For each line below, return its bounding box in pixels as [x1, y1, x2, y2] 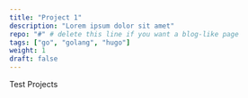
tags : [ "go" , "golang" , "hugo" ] [9, 37, 130, 47]
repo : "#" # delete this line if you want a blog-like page [9, 29, 240, 38]
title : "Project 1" [9, 12, 83, 22]
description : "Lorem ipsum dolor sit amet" [9, 21, 175, 30]
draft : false [9, 54, 58, 63]
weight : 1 [9, 46, 47, 55]
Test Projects [9, 79, 58, 89]
